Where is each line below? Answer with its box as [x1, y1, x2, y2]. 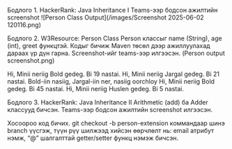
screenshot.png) [7, 56, 55, 65]
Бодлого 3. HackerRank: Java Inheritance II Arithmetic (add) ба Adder [7, 98, 208, 107]
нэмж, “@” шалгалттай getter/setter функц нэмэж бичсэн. [7, 134, 179, 142]
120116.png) [7, 21, 42, 29]
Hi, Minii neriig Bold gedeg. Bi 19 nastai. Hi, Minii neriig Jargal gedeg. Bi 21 [7, 70, 219, 78]
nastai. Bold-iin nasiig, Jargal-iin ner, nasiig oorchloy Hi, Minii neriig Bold [7, 77, 215, 86]
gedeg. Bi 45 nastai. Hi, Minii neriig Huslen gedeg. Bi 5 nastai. [7, 85, 185, 93]
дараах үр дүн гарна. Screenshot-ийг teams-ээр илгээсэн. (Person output [7, 49, 225, 57]
